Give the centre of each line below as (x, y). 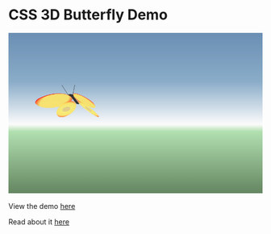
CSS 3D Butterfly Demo (88, 15)
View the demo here (42, 207)
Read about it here (39, 222)
